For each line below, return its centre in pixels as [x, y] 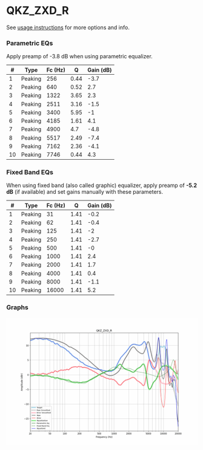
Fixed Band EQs [30, 172]
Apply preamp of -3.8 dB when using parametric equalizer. [79, 56]
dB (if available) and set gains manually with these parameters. [85, 192]
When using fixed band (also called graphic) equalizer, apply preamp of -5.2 [102, 185]
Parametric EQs [30, 43]
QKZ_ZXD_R [38, 11]
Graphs [17, 307]
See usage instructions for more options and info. [68, 27]
